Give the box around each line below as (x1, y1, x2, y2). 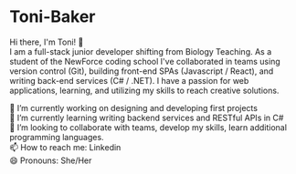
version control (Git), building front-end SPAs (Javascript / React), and (9, 66, 274, 77)
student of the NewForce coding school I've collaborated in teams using (9, 56, 280, 67)
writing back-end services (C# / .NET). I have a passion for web (9, 75, 249, 86)
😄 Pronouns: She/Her (9, 155, 92, 166)
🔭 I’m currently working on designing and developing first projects (9, 102, 259, 113)
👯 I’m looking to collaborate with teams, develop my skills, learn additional (9, 121, 288, 133)
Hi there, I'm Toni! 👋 (9, 36, 84, 47)
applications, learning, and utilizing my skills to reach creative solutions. (9, 85, 280, 96)
